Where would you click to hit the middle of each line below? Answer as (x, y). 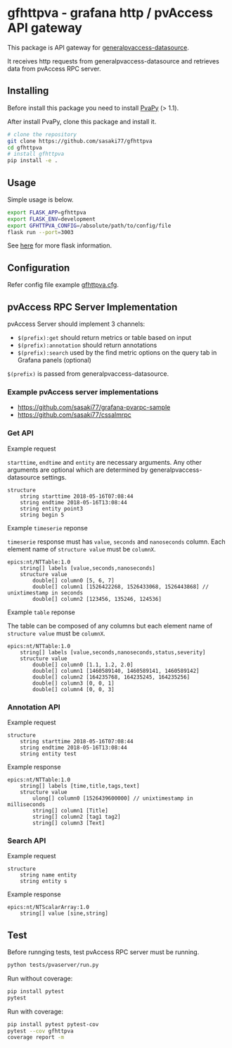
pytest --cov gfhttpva (40, 1031)
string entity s (44, 882)
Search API (27, 841)
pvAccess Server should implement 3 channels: (76, 324)
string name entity (49, 875)
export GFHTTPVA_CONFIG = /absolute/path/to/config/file (89, 226)
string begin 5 (42, 515)
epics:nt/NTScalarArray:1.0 (49, 908)
